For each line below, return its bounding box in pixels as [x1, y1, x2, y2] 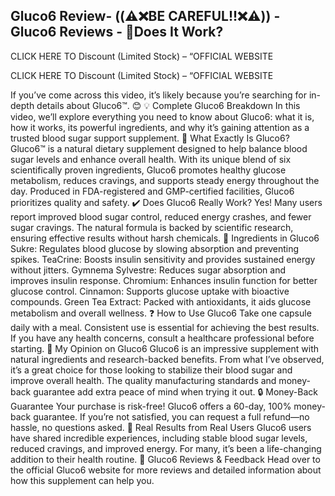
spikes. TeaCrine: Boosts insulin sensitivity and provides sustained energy [10, 253, 316, 265]
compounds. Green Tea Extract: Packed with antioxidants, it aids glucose [10, 295, 312, 308]
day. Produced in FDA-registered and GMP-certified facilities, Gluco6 [10, 185, 295, 197]
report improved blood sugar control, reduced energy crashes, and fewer [10, 210, 312, 223]
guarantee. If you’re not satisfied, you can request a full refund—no [33, 410, 310, 423]
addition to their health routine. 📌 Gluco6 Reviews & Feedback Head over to [10, 453, 321, 465]
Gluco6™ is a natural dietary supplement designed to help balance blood [10, 142, 308, 154]
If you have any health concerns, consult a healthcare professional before [10, 332, 315, 344]
